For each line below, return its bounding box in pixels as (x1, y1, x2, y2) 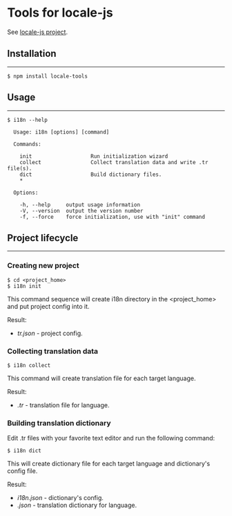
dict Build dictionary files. (19, 171, 162, 178)
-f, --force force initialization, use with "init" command (19, 213, 206, 220)
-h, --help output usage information (19, 201, 140, 208)
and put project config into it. (7, 302, 90, 310)
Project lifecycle (7, 232, 79, 244)
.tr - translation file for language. (17, 400, 110, 409)
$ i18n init (7, 283, 41, 290)
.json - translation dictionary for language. (17, 501, 137, 510)
